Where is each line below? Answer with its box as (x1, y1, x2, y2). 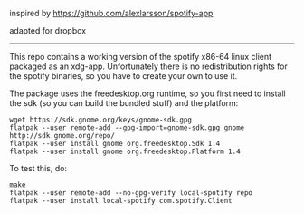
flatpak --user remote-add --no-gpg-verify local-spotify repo (9, 189, 253, 198)
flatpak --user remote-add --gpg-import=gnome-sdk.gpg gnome (9, 123, 245, 132)
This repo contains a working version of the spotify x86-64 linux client (9, 52, 272, 62)
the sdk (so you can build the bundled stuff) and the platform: (9, 98, 239, 108)
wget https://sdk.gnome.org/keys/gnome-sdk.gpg (9, 115, 193, 124)
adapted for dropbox (9, 25, 87, 35)
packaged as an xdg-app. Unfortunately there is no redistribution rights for (9, 61, 288, 72)
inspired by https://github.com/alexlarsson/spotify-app (9, 8, 214, 18)
